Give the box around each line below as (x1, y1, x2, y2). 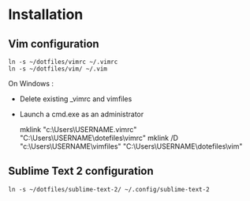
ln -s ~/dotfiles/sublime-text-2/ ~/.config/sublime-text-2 (8, 185, 211, 193)
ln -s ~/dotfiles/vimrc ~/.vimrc (8, 58, 118, 66)
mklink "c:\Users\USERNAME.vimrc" (19, 125, 137, 134)
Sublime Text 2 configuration (8, 165, 154, 178)
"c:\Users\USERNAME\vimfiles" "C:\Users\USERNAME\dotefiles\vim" (19, 142, 243, 151)
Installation (8, 6, 84, 24)
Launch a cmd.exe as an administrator (19, 109, 144, 119)
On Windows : (8, 79, 54, 88)
